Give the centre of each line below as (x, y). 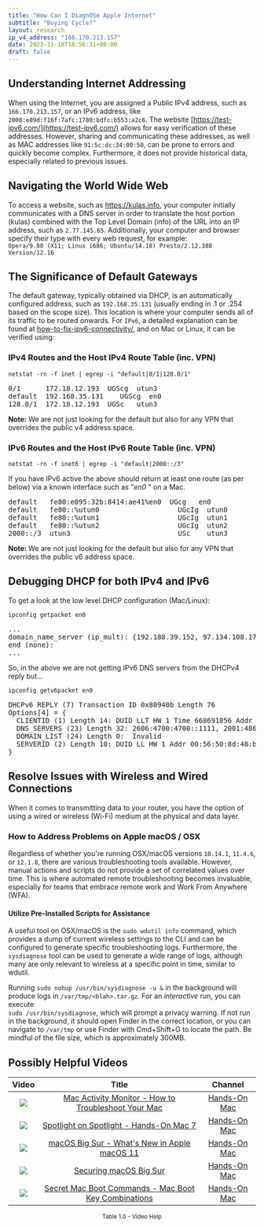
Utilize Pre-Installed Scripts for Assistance (79, 913)
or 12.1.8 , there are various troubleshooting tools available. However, (120, 861)
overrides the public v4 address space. (71, 427)
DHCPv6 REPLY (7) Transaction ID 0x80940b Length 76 (112, 705)
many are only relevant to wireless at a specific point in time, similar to (122, 964)
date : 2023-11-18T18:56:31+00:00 (63, 45)
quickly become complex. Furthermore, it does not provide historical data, (128, 152)
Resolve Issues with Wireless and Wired (108, 776)
